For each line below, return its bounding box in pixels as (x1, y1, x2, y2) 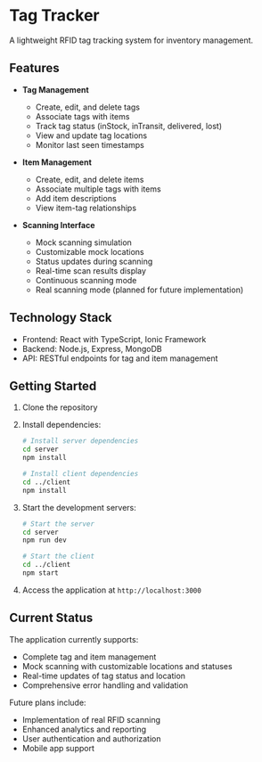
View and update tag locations (35, 130, 148, 141)
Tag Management (21, 84, 89, 94)
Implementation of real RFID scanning (21, 714, 161, 725)
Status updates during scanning (35, 256, 153, 266)
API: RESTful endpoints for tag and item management (21, 353, 218, 364)
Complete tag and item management (21, 651, 157, 662)
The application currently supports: (9, 634, 139, 644)
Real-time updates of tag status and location (21, 670, 185, 681)
